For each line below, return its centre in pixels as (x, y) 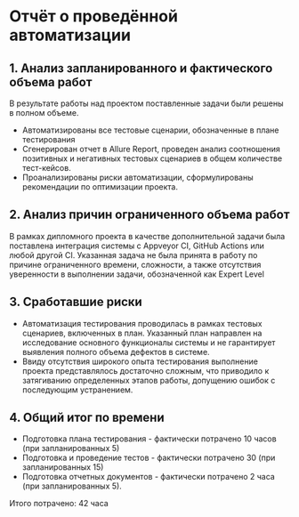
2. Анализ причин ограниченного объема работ (149, 215)
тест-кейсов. (46, 168)
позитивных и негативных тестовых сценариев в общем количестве (152, 158)
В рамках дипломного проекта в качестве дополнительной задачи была (147, 236)
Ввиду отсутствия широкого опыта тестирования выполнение (140, 361)
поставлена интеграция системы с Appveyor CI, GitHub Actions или (137, 246)
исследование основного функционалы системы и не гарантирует (149, 342)
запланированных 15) (63, 467)
